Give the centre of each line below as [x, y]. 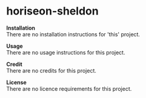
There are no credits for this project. [51, 70]
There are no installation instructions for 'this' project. [73, 34]
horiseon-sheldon [52, 11]
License [17, 82]
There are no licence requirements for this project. [69, 88]
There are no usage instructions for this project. [66, 52]
